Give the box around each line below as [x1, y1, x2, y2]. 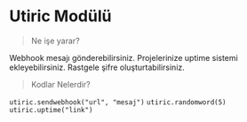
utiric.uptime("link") [9, 105, 93, 114]
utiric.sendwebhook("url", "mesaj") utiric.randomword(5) [9, 97, 227, 107]
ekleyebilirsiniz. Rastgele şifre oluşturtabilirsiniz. [9, 62, 185, 72]
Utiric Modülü [9, 6, 112, 27]
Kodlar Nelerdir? [30, 79, 91, 89]
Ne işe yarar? [30, 35, 80, 46]
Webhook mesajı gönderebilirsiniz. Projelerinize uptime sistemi [9, 52, 238, 63]
